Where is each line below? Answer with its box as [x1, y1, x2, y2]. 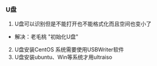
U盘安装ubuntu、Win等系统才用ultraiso [14, 53, 113, 61]
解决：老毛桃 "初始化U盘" [14, 33, 79, 41]
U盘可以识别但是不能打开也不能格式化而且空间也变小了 [14, 20, 152, 28]
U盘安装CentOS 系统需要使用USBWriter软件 [14, 46, 124, 53]
